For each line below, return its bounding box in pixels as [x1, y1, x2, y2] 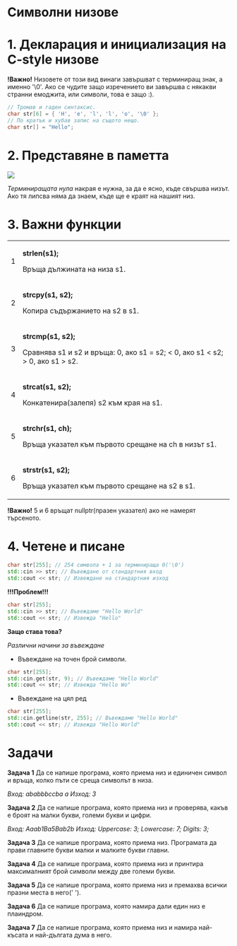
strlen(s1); [22, 248, 59, 258]
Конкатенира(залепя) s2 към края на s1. [22, 398, 163, 408]
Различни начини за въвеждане [7, 641, 104, 650]
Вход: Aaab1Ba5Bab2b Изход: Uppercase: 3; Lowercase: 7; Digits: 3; [7, 824, 209, 833]
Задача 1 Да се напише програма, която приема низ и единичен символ [7, 768, 227, 777]
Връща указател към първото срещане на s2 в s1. [22, 480, 195, 490]
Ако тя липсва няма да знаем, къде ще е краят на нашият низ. [7, 192, 195, 200]
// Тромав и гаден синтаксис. [7, 104, 97, 111]
